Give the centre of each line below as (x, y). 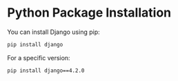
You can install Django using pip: (53, 32)
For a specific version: (39, 57)
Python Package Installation (89, 13)
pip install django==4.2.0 (46, 71)
